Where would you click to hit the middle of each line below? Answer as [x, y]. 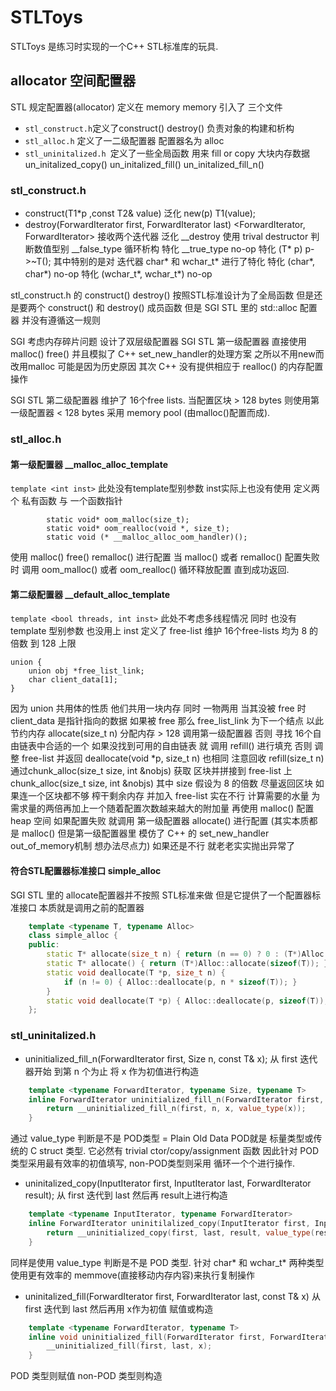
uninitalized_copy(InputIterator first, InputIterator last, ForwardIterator [168, 1183]
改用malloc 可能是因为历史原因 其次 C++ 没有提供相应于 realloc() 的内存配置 [167, 367]
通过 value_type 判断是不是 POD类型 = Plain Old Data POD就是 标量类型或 [162, 1138]
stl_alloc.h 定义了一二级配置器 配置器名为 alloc [124, 140]
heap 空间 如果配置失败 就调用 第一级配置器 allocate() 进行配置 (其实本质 [160, 821]
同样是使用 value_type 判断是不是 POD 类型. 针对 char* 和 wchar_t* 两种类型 [167, 1262]
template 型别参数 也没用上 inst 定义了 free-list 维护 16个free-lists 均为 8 [159, 631]
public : [44, 945]
